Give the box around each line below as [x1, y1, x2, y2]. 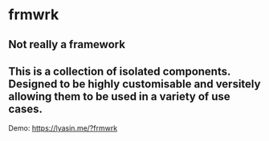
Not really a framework [8, 38, 126, 51]
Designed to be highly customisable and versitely [8, 77, 261, 91]
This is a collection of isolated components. [8, 64, 231, 78]
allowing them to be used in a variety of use [8, 90, 230, 103]
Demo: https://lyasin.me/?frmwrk [8, 123, 118, 133]
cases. [8, 102, 43, 115]
